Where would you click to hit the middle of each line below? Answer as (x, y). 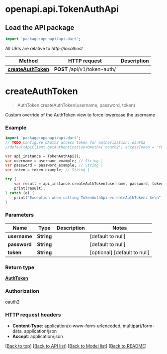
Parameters (19, 215)
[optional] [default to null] (120, 252)
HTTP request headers (33, 315)
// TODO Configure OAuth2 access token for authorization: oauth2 (75, 142)
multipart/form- (138, 326)
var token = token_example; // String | (48, 170)
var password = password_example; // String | (54, 165)
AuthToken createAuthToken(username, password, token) (76, 105)
